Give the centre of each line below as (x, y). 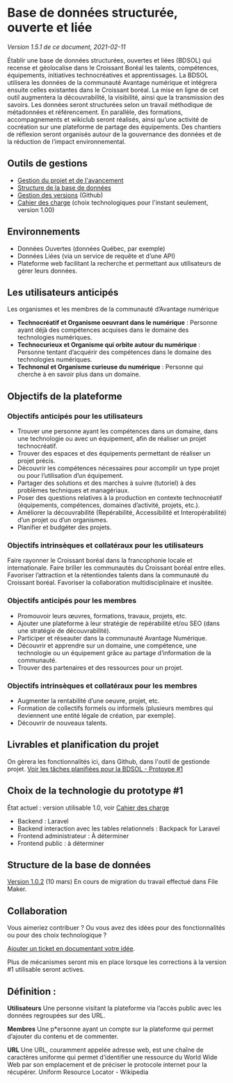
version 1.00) (36, 209)
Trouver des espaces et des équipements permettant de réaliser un (114, 454)
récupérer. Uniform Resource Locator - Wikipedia (78, 1072)
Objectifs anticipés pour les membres (72, 601)
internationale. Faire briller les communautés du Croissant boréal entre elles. (116, 568)
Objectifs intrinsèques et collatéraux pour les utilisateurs (105, 545)
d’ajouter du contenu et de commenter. (63, 1036)
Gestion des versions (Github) (60, 195)
